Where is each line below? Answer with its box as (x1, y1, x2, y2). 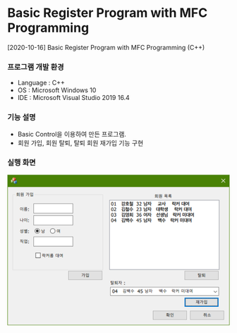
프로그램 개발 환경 (7, 62, 65, 72)
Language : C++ (17, 79, 65, 87)
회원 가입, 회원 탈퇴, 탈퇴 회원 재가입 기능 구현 (17, 139, 144, 147)
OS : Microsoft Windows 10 (17, 86, 97, 94)
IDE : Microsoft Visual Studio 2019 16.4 (17, 94, 130, 102)
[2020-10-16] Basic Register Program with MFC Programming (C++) (7, 43, 205, 51)
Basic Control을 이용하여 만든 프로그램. (17, 130, 127, 138)
